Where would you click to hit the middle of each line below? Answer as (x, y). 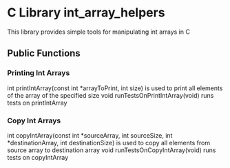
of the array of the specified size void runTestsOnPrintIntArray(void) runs (111, 95)
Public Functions (44, 53)
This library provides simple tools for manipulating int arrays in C (99, 32)
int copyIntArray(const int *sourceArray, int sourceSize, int (90, 135)
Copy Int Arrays (34, 120)
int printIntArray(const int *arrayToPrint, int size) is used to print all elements (115, 88)
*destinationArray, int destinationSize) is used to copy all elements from (109, 143)
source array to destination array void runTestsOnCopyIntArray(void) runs (112, 150)
